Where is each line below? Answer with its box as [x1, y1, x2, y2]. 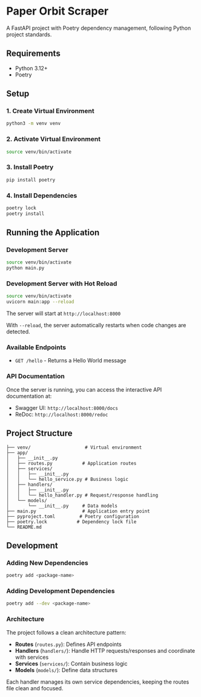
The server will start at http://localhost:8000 [6, 310, 121, 317]
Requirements [6, 49, 61, 59]
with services [15, 653, 49, 661]
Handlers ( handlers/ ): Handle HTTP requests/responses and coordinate [15, 647, 196, 654]
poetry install [6, 211, 45, 217]
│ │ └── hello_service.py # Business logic [6, 476, 129, 482]
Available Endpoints [6, 343, 67, 352]
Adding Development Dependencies [6, 587, 115, 596]
